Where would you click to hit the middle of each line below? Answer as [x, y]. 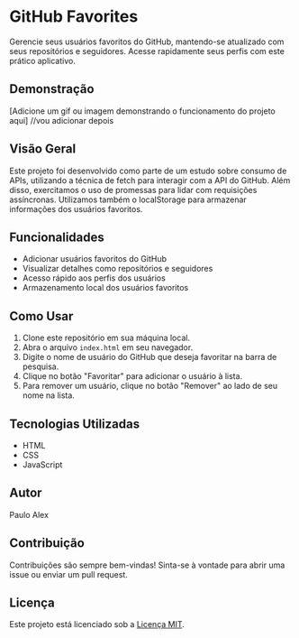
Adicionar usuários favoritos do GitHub [95, 259]
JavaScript [42, 465]
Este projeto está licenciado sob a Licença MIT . [97, 624]
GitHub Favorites [74, 17]
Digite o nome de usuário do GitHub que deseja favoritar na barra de [149, 357]
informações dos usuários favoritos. [76, 208]
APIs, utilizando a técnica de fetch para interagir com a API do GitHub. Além [150, 180]
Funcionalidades [57, 237]
